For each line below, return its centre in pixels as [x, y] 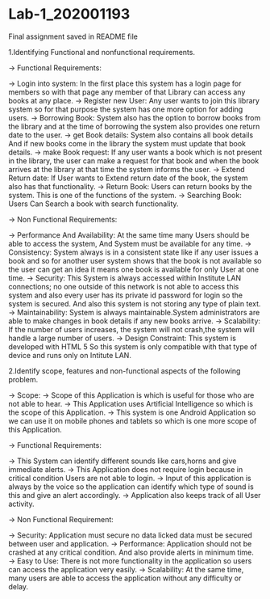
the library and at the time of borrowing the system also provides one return [134, 126]
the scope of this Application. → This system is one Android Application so [132, 412]
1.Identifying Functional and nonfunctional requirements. [102, 52]
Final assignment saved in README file [73, 36]
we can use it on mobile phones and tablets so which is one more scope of [133, 420]
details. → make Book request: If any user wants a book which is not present [135, 152]
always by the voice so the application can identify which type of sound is [131, 487]
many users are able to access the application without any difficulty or [125, 578]
